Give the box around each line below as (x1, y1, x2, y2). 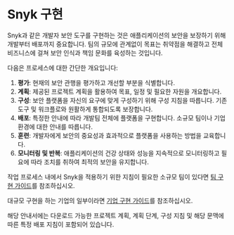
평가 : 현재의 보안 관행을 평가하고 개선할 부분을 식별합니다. (17, 78, 176, 87)
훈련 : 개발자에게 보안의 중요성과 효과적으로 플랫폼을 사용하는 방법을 (17, 131, 202, 139)
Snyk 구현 (7, 6, 63, 23)
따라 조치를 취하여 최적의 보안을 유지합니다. (30, 158, 149, 166)
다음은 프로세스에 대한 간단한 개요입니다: (7, 63, 118, 72)
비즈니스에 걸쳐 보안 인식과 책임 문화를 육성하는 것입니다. (7, 49, 163, 57)
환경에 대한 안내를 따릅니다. (17, 122, 93, 131)
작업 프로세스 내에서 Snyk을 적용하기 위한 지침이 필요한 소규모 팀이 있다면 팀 (7, 172, 216, 181)
